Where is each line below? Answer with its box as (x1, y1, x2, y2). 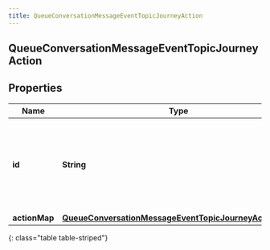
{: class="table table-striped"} (8, 232, 108, 242)
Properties (8, 81, 63, 95)
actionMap (12, 212, 55, 223)
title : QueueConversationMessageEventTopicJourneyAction (8, 11, 203, 20)
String (61, 158, 87, 170)
